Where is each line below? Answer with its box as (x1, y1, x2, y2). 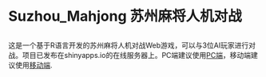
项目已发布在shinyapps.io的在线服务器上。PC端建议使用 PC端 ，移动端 (22, 50, 252, 60)
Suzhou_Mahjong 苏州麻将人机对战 (8, 7, 242, 25)
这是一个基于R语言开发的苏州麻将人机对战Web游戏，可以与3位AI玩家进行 (8, 40, 249, 50)
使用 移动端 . (14, 60, 54, 70)
